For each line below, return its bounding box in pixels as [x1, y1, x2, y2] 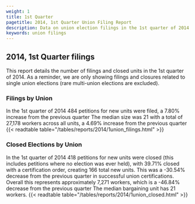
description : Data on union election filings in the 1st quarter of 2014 [6, 24, 190, 31]
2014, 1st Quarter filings [6, 52, 95, 62]
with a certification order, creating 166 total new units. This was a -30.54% [6, 166, 186, 173]
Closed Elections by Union [6, 140, 82, 149]
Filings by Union [6, 94, 53, 102]
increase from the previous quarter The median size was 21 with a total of [6, 114, 183, 121]
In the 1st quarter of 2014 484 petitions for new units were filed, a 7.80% [6, 107, 180, 114]
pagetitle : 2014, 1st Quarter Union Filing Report [6, 19, 132, 25]
